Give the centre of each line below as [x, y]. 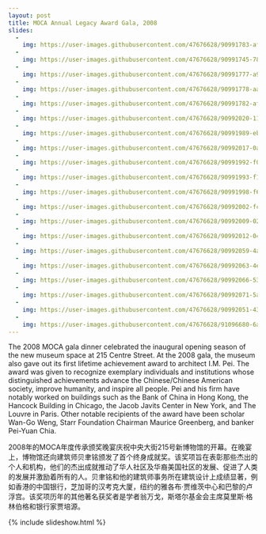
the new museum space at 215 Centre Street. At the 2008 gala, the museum [132, 355]
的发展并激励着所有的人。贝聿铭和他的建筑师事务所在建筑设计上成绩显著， [129, 477]
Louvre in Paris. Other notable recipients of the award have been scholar [127, 414]
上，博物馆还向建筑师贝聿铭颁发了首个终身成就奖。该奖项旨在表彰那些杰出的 [133, 457]
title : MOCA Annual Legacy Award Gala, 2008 [83, 23]
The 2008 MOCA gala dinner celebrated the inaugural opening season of [127, 347]
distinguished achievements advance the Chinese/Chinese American [121, 381]
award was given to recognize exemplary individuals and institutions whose [131, 372]
